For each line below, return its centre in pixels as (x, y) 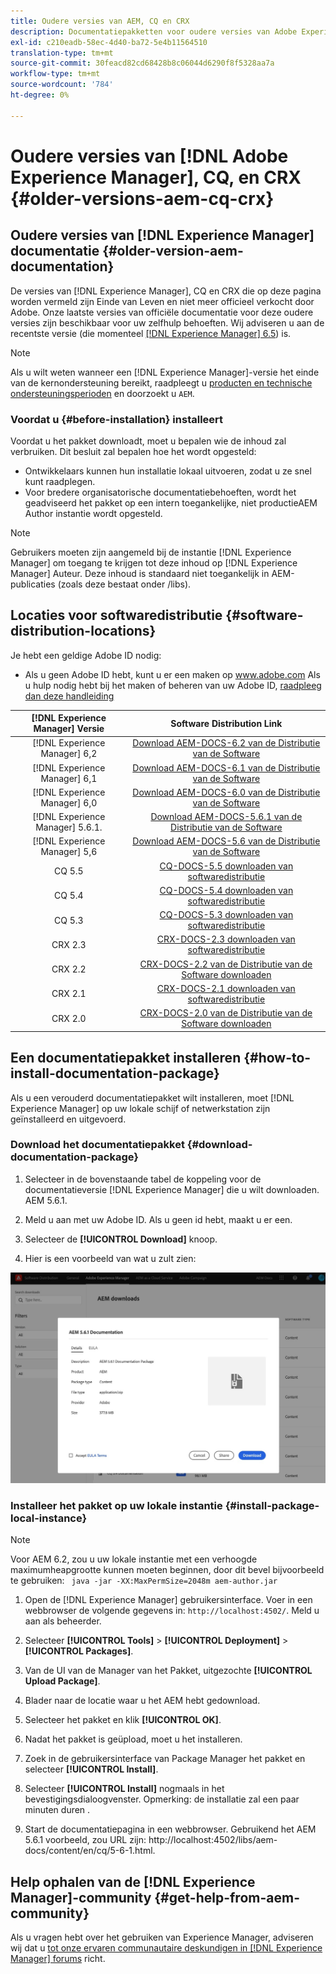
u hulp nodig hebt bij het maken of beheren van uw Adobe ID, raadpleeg (173, 685)
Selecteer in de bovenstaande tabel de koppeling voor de (143, 1179)
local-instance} (49, 1518)
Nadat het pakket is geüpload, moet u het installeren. (133, 1739)
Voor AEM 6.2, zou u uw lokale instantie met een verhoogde (134, 1559)
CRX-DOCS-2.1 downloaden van (226, 988)
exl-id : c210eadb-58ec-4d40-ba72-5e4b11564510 (109, 42)
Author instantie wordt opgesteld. (93, 513)
